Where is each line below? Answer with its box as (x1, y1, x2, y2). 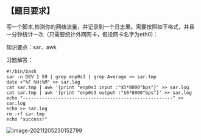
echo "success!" (6, 116, 48, 122)
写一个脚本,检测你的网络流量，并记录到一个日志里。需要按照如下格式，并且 (6, 23, 195, 30)
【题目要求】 (6, 5, 55, 16)
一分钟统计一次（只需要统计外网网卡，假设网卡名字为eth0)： (6, 30, 158, 38)
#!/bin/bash (6, 68, 37, 75)
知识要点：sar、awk (6, 43, 57, 50)
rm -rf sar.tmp (6, 111, 45, 117)
